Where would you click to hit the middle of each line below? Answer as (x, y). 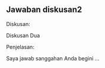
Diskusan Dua (23, 35)
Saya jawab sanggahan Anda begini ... (53, 58)
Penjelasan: (20, 47)
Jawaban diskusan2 (44, 10)
